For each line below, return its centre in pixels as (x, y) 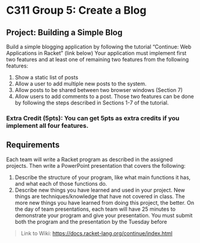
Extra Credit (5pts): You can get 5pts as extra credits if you (93, 118)
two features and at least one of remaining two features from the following (98, 59)
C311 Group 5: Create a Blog (76, 10)
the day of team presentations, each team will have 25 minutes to (95, 209)
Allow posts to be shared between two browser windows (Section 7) (99, 90)
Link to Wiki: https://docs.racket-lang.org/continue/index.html (97, 233)
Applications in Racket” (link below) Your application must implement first (96, 53)
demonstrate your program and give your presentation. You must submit (104, 215)
